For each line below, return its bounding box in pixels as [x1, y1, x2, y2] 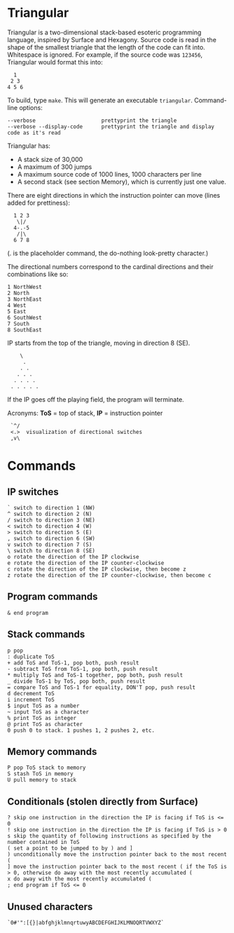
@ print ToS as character [7, 721, 83, 728]
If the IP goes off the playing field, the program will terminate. [7, 395, 184, 404]
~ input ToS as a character [7, 708, 90, 716]
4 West [7, 301, 27, 309]
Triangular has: [7, 142, 51, 150]
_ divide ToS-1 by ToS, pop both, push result [7, 678, 146, 685]
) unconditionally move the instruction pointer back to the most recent [7, 851, 228, 858]
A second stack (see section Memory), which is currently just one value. [17, 177, 226, 186]
